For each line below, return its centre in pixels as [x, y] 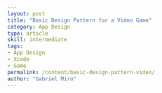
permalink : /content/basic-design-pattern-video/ [81, 72]
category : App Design [39, 27]
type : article [28, 33]
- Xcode [19, 59]
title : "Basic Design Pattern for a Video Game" [80, 20]
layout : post [26, 14]
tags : [15, 46]
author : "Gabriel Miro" [42, 79]
